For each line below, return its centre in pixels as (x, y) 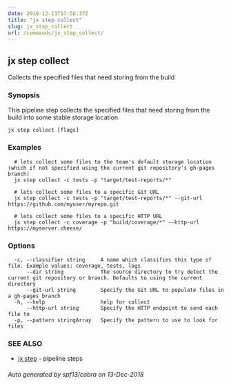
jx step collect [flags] (43, 130)
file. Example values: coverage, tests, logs (74, 266)
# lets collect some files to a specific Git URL (87, 192)
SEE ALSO (25, 344)
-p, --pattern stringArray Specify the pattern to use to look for (116, 320)
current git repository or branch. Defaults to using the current (105, 278)
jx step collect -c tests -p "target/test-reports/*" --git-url (108, 198)
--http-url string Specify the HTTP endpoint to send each (122, 308)
